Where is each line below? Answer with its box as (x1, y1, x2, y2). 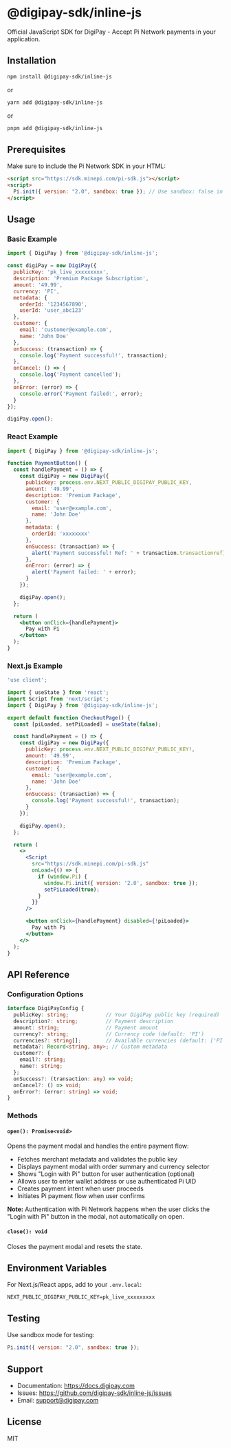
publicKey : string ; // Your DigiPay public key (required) (13, 1011, 220, 1018)
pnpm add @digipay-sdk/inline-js (7, 125, 103, 132)
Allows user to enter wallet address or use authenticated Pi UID (16, 1177, 197, 1186)
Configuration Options (7, 989, 84, 999)
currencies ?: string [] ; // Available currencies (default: (13, 1037, 208, 1044)
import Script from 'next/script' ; (7, 695, 109, 702)
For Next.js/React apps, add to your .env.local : (7, 1281, 142, 1289)
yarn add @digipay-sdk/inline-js (7, 98, 103, 106)
